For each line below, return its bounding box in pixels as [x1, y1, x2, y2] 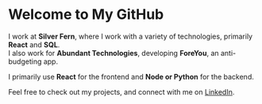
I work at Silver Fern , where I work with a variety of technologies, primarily [8, 32, 252, 41]
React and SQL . [8, 39, 60, 49]
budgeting [8, 57, 42, 66]
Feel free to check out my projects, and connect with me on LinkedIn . [8, 87, 235, 96]
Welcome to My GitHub [8, 6, 164, 24]
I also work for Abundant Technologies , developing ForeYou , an [8, 48, 220, 58]
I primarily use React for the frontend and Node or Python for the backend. [8, 72, 254, 81]
